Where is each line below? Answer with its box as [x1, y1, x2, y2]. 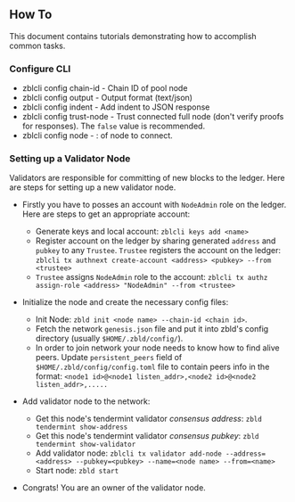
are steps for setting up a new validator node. [9, 182, 176, 193]
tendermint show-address [35, 423, 128, 432]
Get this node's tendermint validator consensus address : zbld [35, 414, 263, 424]
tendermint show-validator [35, 440, 136, 449]
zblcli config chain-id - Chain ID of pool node [21, 83, 188, 94]
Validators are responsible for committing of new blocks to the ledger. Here [9, 173, 285, 184]
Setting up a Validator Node [9, 152, 131, 165]
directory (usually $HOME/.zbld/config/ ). [35, 333, 184, 344]
